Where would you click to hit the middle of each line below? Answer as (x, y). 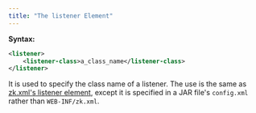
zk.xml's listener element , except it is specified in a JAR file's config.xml (128, 93)
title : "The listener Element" (61, 16)
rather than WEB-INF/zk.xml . (54, 101)
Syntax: (22, 39)
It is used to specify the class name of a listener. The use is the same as (128, 84)
